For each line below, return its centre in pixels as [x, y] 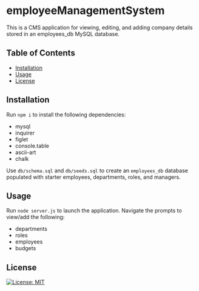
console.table [32, 145]
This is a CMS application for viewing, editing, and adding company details [99, 27]
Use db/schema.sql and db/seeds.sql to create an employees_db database [97, 170]
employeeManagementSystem [86, 11]
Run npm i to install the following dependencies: [66, 114]
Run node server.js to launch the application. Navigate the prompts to [94, 211]
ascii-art [25, 152]
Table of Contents [41, 53]
